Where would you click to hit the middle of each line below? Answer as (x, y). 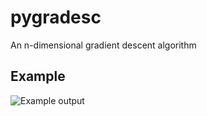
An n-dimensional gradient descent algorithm (103, 45)
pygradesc (56, 17)
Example (38, 76)
